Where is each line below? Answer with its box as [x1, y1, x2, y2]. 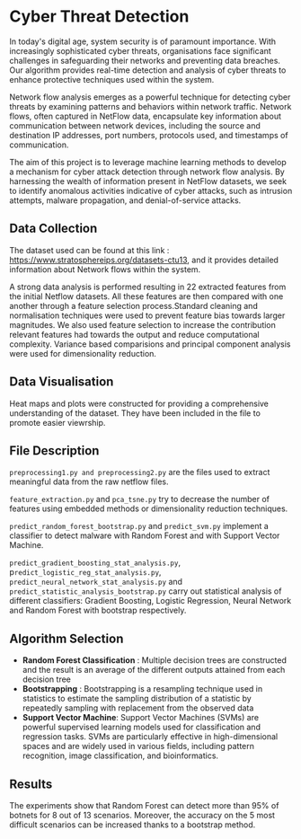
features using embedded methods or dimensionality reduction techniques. [9, 503, 288, 514]
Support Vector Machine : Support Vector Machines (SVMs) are [22, 712, 259, 723]
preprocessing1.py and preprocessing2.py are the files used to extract [9, 467, 270, 478]
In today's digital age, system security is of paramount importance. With [9, 36, 277, 47]
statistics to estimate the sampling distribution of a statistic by [22, 693, 252, 704]
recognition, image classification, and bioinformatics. [22, 750, 218, 761]
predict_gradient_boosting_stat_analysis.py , [9, 557, 181, 568]
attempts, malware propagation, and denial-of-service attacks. [9, 195, 242, 206]
